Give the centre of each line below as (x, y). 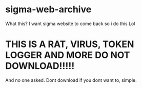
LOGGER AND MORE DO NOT (68, 55)
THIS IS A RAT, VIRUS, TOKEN (70, 44)
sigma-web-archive (48, 9)
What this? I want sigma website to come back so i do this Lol (70, 24)
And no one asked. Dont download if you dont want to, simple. (71, 80)
